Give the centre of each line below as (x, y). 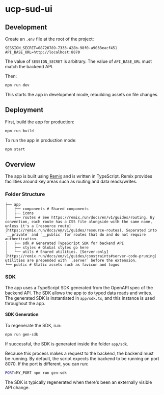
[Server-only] (94, 252)
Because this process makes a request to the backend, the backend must (79, 353)
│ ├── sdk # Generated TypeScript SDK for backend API (65, 243)
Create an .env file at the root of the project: (50, 39)
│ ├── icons (20, 213)
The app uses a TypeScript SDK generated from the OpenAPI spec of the (79, 287)
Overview (20, 164)
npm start (15, 149)
